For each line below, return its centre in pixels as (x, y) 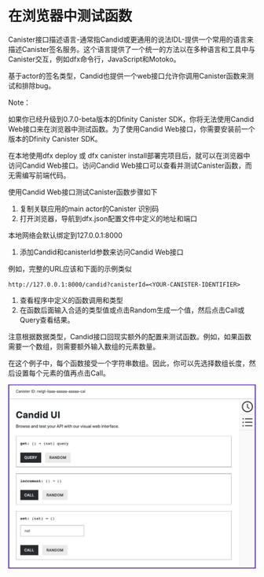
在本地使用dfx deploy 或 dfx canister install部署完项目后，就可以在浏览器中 (129, 155)
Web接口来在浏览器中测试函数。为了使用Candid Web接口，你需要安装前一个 (132, 129)
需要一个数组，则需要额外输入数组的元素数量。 (84, 346)
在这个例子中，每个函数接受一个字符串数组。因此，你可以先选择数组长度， (128, 363)
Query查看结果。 (47, 320)
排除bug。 (38, 85)
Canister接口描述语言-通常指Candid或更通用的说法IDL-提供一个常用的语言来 (131, 39)
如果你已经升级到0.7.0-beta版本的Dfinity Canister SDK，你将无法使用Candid (131, 119)
